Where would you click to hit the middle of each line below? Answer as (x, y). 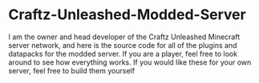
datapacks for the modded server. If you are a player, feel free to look (123, 53)
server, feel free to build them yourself (71, 70)
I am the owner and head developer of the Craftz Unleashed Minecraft (124, 37)
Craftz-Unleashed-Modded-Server (127, 15)
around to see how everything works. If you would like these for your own (130, 62)
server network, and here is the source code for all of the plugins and (123, 45)
